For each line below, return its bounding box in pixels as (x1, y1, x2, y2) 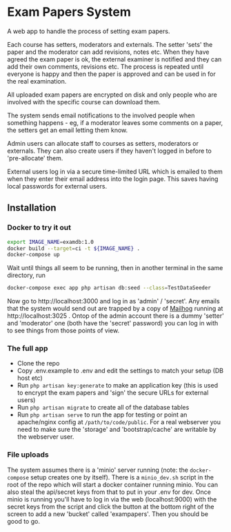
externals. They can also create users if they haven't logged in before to (7, 146, 212, 155)
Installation (7, 202, 57, 214)
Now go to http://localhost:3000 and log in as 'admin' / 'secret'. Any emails (7, 297, 220, 305)
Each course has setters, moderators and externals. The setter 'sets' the (7, 40, 213, 48)
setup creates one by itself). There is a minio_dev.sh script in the (30, 473, 214, 481)
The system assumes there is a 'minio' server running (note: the (7, 466, 188, 474)
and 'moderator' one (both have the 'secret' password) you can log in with (7, 319, 219, 327)
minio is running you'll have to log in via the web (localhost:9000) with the (7, 495, 217, 503)
